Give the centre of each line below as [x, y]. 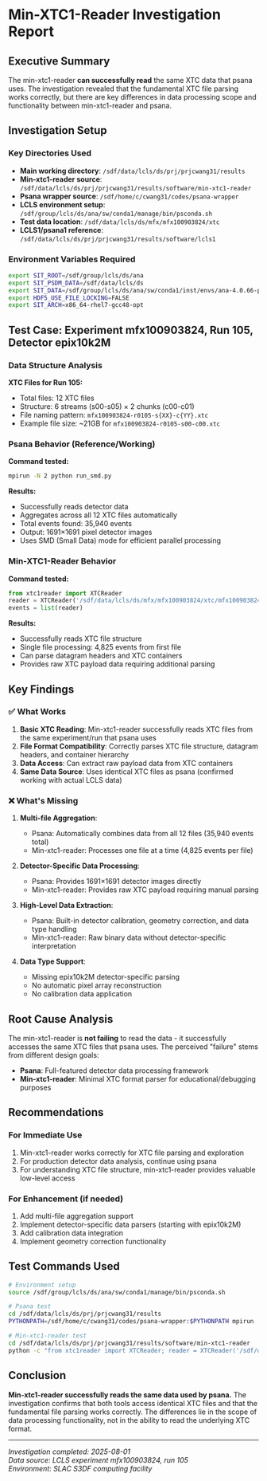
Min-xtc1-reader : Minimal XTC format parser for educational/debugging [138, 1078]
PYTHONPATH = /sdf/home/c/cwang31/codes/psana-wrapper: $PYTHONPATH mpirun [131, 1322]
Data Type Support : [52, 961]
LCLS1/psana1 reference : [62, 230]
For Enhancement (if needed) [66, 1199]
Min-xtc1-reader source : [61, 179]
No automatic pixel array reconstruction [97, 985]
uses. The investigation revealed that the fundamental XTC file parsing [124, 88]
